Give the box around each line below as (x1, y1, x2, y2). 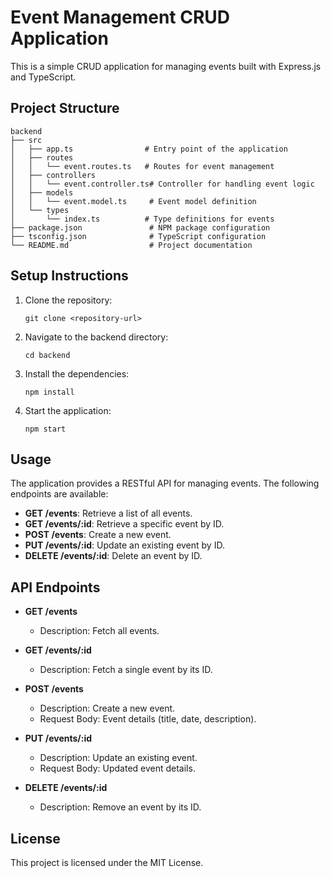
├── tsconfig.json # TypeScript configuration (10, 231, 267, 241)
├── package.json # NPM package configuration (10, 222, 271, 233)
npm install (24, 387, 75, 397)
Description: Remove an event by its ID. (39, 801, 202, 813)
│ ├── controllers (10, 170, 97, 180)
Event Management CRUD (10, 6, 231, 29)
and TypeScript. (10, 71, 77, 83)
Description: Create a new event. (39, 702, 176, 715)
